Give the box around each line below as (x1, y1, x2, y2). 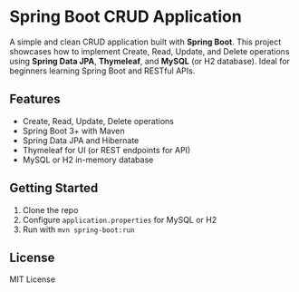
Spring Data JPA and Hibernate (22, 134, 140, 146)
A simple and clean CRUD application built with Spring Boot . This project (9, 36, 282, 47)
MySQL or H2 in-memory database (22, 154, 154, 165)
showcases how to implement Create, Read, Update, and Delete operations (9, 45, 290, 56)
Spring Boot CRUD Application (9, 6, 242, 27)
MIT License (9, 274, 56, 285)
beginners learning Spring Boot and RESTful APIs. (9, 65, 196, 76)
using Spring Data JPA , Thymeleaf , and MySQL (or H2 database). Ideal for (9, 55, 290, 66)
